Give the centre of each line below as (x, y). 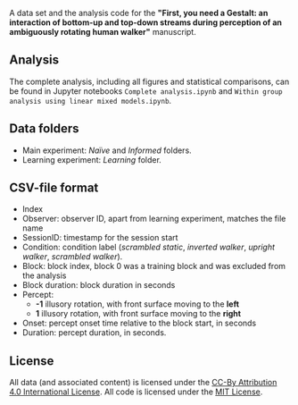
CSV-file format (54, 188)
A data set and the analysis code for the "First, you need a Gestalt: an (139, 13)
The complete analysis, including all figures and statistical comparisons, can (149, 81)
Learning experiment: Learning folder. (92, 159)
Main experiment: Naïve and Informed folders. (107, 150)
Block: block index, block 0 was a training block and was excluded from (154, 266)
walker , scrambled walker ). (72, 257)
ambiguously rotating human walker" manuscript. (103, 32)
